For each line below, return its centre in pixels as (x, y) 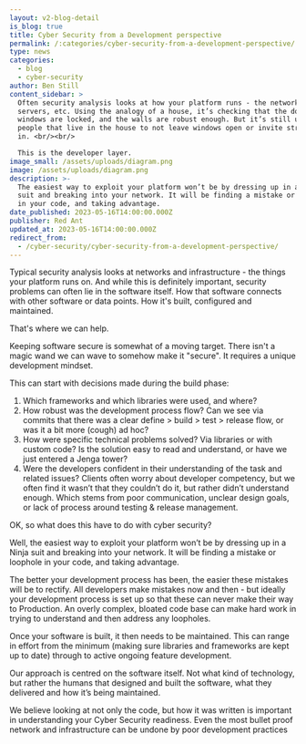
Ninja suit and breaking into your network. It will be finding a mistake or (143, 553)
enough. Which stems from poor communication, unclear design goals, (156, 498)
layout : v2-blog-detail (55, 18)
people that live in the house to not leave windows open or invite (150, 129)
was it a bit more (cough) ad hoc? (86, 430)
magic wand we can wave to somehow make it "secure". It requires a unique (153, 356)
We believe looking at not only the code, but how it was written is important (151, 710)
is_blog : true (36, 26)
